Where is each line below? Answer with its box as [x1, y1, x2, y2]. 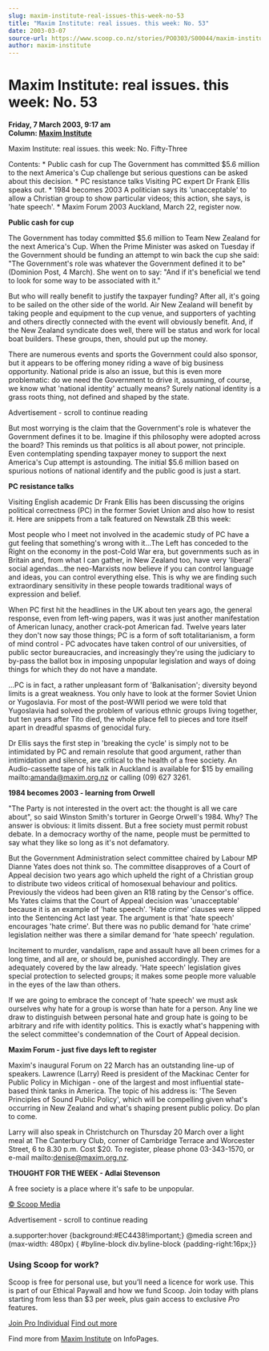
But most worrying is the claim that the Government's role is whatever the [8, 423, 251, 433]
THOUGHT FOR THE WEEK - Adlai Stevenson [8, 1169, 160, 1178]
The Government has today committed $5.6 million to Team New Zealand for [8, 234, 261, 243]
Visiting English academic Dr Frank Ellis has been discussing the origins [8, 497, 245, 507]
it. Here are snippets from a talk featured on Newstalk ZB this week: [8, 515, 231, 524]
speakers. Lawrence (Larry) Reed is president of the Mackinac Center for [8, 1069, 250, 1079]
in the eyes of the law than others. [8, 980, 121, 990]
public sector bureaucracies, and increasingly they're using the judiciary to [8, 648, 255, 657]
